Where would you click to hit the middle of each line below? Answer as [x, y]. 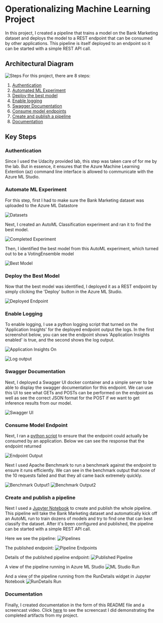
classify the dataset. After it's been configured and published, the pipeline [79, 524]
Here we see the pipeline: [31, 538]
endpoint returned [23, 446]
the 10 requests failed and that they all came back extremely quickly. [74, 475]
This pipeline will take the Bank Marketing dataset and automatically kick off [81, 514]
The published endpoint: [30, 548]
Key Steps [21, 137]
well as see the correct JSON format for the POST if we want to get [72, 398]
